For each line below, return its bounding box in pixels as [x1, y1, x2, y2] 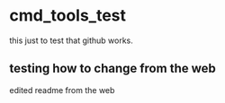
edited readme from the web [9, 84, 115, 95]
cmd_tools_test [9, 5, 127, 26]
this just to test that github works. [9, 35, 133, 46]
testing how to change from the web [9, 61, 216, 76]
